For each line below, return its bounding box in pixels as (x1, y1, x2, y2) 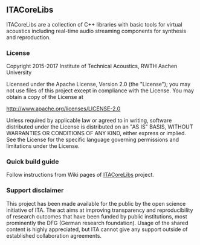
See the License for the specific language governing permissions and (6, 136, 179, 144)
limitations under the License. (6, 142, 80, 150)
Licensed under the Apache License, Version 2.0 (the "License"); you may (6, 81, 191, 88)
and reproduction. (6, 33, 51, 41)
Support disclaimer (6, 186, 64, 195)
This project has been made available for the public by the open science (6, 200, 186, 207)
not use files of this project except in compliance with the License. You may (6, 87, 195, 94)
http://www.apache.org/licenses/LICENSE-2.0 (6, 105, 121, 112)
